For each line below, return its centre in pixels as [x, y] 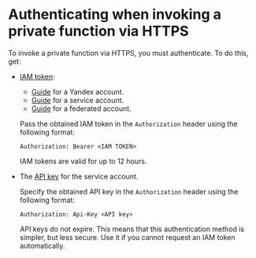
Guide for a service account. [78, 100]
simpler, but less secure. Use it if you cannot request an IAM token [127, 237]
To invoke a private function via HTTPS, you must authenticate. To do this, [128, 53]
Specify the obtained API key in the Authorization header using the [129, 191]
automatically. [42, 245]
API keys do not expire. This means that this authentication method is [132, 229]
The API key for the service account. [79, 176]
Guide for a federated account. [81, 109]
